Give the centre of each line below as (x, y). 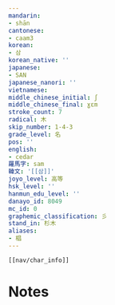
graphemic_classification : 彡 (58, 216)
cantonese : (26, 30)
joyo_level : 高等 (36, 179)
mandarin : (25, 16)
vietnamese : (28, 90)
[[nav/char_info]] (39, 260)
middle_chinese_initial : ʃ (53, 97)
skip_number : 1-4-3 (41, 127)
